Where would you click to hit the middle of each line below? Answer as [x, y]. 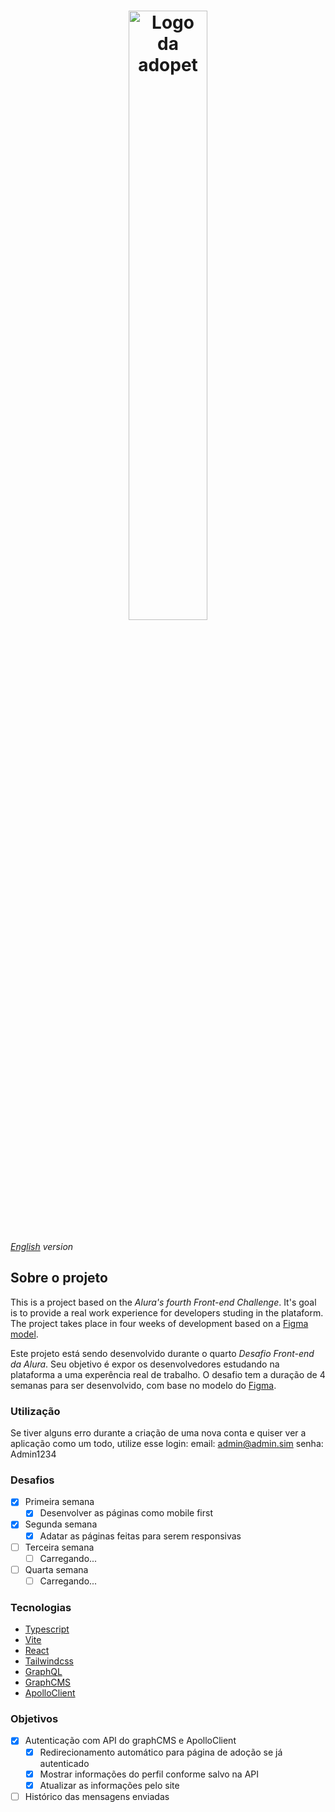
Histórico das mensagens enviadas [97, 1796]
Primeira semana [59, 1502]
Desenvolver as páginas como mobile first [126, 1513]
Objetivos [34, 1719]
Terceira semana [59, 1547]
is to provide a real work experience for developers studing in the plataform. [167, 1312]
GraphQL [43, 1672]
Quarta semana [56, 1569]
